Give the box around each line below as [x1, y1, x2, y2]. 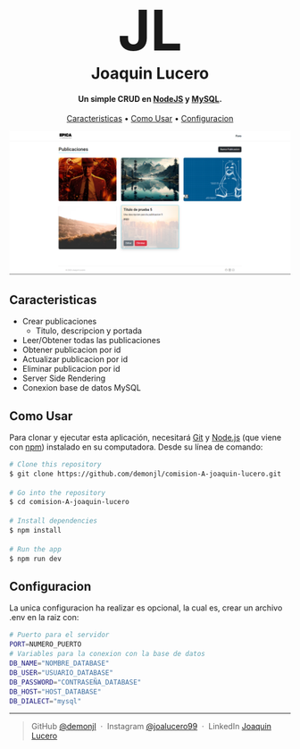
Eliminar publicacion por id [21, 364, 121, 374]
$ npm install [9, 526, 62, 535]
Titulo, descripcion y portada [35, 325, 143, 336]
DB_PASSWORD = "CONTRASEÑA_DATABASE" [9, 677, 142, 686]
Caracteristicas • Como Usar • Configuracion [66, 114, 234, 124]
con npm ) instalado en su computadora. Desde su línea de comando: [9, 442, 263, 452]
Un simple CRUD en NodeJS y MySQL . [78, 93, 222, 104]
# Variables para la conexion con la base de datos [9, 650, 205, 659]
